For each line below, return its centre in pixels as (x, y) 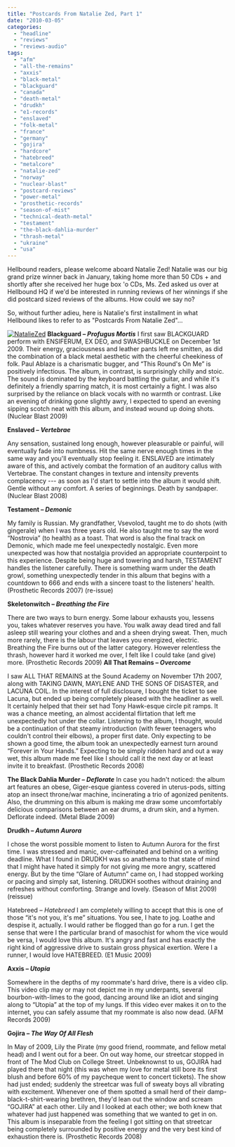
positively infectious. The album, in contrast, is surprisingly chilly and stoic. (116, 372)
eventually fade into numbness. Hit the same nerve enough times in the (110, 451)
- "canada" (29, 92)
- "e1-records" (36, 112)
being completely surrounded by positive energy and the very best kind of (115, 1129)
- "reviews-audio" (41, 46)
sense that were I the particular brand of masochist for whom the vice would (117, 932)
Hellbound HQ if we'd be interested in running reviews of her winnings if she (117, 292)
